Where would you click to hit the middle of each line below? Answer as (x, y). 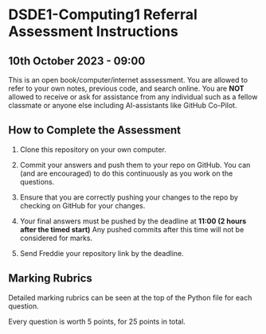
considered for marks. (56, 238)
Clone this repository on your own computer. (93, 150)
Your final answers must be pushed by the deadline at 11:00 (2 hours (133, 221)
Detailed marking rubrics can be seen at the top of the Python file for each (130, 297)
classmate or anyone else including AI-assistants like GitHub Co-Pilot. (123, 105)
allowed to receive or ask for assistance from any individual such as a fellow (133, 97)
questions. (37, 181)
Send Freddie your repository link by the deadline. (102, 253)
